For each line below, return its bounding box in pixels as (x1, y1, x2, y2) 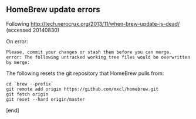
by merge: (6, 59, 31, 65)
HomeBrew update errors (6, 5, 101, 15)
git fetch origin (6, 91, 49, 97)
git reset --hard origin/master (6, 96, 85, 102)
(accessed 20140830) (6, 26, 60, 33)
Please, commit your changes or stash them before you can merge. (6, 49, 172, 55)
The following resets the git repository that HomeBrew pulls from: (6, 70, 164, 77)
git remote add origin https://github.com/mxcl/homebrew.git (6, 86, 159, 92)
